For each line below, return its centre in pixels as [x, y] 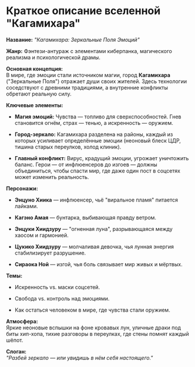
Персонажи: [22, 188]
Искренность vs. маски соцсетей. [57, 287]
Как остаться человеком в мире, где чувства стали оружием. [92, 310]
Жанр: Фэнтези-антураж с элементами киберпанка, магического [89, 51]
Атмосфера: [22, 321]
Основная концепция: [35, 68]
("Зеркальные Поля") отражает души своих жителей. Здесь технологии [96, 81]
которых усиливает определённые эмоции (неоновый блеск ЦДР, [97, 140]
